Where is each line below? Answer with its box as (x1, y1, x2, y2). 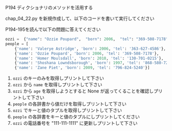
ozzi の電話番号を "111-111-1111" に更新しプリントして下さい (12, 120, 138, 126)
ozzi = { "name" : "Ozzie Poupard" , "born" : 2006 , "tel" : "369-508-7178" (5, 36, 168, 42)
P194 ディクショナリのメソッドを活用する (5, 5, 93, 10)
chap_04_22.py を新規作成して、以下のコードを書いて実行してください (5, 15, 155, 22)
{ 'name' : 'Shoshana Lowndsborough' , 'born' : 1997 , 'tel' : (14, 61, 141, 66)
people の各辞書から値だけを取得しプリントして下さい (12, 101, 127, 107)
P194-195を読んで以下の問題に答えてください (5, 26, 101, 32)
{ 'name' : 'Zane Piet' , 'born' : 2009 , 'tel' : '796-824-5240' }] (14, 65, 150, 70)
